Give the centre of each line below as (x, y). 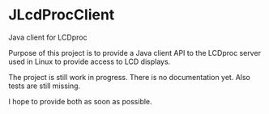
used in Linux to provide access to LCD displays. (90, 61)
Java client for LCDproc (48, 37)
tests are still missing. (45, 86)
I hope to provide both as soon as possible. (80, 101)
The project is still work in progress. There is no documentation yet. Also (130, 77)
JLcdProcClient (62, 15)
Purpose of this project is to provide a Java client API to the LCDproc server (135, 53)
